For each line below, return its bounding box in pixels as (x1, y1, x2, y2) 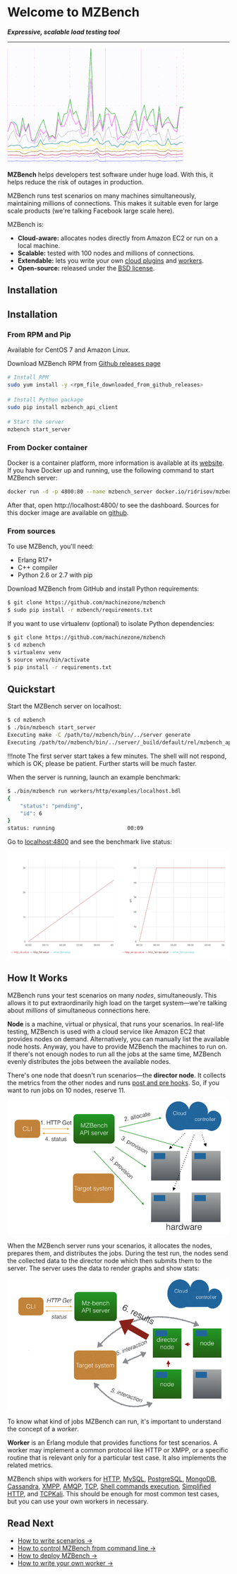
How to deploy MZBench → (17, 1551, 97, 1560)
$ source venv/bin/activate (7, 656, 90, 663)
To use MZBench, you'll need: (7, 542, 94, 551)
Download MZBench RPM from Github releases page (7, 360, 161, 368)
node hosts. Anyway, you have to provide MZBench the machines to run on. (7, 1042, 228, 1051)
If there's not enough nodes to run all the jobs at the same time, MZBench (7, 1050, 221, 1058)
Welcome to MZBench (7, 4, 140, 20)
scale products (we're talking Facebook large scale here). (7, 206, 175, 215)
